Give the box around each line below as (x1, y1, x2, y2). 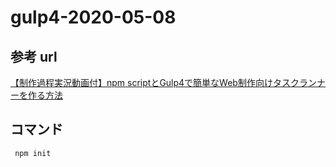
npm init (14, 148, 52, 158)
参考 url (10, 48, 58, 65)
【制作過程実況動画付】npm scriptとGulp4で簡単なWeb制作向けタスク (10, 77, 300, 88)
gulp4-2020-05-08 (10, 6, 177, 29)
